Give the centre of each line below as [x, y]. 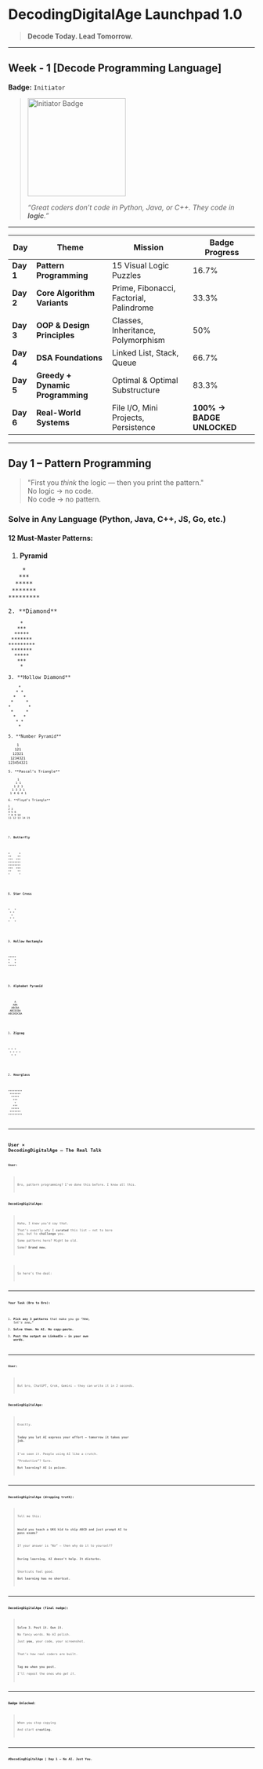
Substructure [136, 390]
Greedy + [54, 375]
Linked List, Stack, [146, 352]
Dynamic [53, 385]
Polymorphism [139, 340]
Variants [52, 302]
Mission [149, 247]
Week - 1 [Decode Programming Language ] [115, 68]
